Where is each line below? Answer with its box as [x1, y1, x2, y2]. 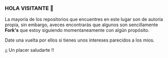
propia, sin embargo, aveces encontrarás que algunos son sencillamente [5, 22, 158, 28]
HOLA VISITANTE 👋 [5, 5, 54, 12]
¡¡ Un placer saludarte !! [5, 47, 54, 53]
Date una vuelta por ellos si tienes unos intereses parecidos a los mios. [5, 37, 155, 43]
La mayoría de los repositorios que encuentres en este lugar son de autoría [5, 16, 163, 23]
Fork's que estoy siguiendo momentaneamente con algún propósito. [5, 27, 150, 33]
